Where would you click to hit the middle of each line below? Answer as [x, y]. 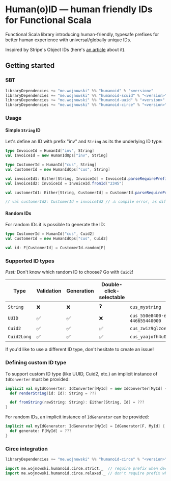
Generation [80, 291]
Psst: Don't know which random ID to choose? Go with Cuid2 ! [69, 272]
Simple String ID [23, 130]
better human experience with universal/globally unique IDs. [68, 40]
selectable [112, 298]
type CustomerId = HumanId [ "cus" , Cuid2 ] [50, 234]
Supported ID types [30, 261]
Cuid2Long [20, 337]
